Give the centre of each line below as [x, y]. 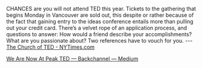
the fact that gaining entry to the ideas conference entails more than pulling [100, 21]
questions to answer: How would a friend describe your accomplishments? [99, 34]
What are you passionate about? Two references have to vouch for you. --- [99, 41]
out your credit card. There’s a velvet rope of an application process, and [97, 28]
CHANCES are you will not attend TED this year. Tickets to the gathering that [101, 9]
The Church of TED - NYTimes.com [51, 47]
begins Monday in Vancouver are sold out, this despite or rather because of [100, 15]
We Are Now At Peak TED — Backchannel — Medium [72, 59]
